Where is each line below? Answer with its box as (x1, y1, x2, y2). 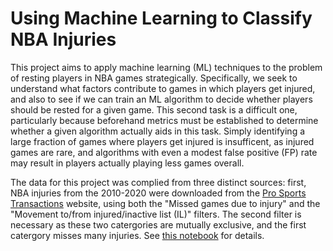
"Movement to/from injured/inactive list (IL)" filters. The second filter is (10, 208, 302, 220)
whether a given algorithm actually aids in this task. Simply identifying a (10, 125, 306, 137)
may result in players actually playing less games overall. (10, 157, 245, 169)
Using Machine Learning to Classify (10, 7, 313, 30)
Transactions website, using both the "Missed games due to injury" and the (10, 197, 321, 209)
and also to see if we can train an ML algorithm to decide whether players (10, 93, 313, 105)
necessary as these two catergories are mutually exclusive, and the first (10, 218, 307, 231)
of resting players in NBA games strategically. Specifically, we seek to (10, 72, 298, 84)
